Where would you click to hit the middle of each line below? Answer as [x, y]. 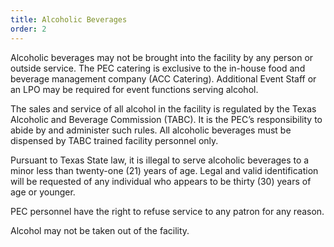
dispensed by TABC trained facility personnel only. [114, 140]
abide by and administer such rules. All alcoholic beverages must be [151, 130]
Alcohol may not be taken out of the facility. [100, 230]
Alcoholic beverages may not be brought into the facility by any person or [162, 57]
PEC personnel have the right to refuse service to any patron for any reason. [167, 211]
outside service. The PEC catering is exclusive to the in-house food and [158, 68]
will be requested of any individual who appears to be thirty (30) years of [161, 181]
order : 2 [28, 29]
